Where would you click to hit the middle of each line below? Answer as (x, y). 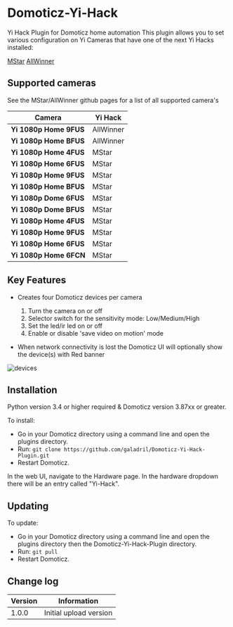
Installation (32, 389)
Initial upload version (79, 613)
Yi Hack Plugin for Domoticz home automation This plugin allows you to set (116, 32)
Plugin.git (33, 456)
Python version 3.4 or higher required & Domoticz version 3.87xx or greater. (117, 407)
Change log (33, 581)
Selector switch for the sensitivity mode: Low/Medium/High (114, 318)
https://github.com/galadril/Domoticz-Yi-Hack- (134, 450)
